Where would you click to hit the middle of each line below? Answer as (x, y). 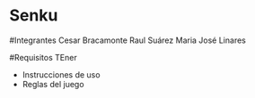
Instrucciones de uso (61, 74)
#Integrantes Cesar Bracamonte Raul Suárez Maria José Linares (128, 40)
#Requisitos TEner (44, 57)
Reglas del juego (53, 84)
